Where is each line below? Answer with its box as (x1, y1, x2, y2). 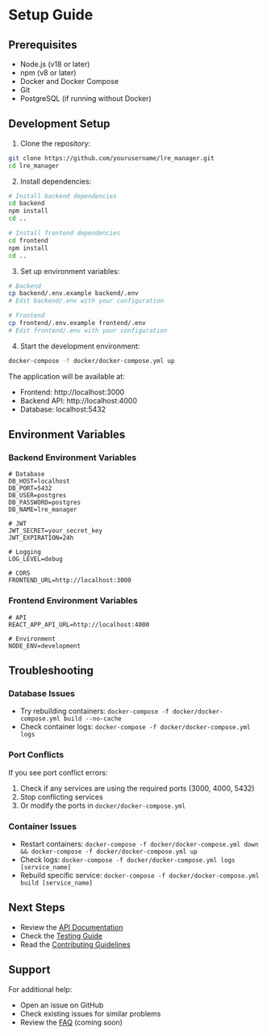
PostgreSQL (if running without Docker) (19, 94, 152, 103)
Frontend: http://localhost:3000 (19, 387, 125, 397)
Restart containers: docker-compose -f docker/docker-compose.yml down (19, 839, 259, 848)
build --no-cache (63, 715, 123, 723)
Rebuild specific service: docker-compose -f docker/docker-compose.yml (19, 870, 260, 880)
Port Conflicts (8, 750, 65, 761)
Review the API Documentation (19, 922, 123, 931)
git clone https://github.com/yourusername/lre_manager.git (8, 154, 215, 163)
